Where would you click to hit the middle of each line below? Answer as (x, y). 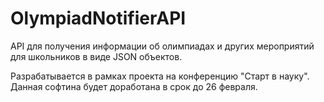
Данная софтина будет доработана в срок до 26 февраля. (134, 86)
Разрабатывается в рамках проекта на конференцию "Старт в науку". (160, 76)
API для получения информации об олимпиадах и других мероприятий (162, 46)
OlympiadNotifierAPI (98, 18)
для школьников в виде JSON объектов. (96, 56)
